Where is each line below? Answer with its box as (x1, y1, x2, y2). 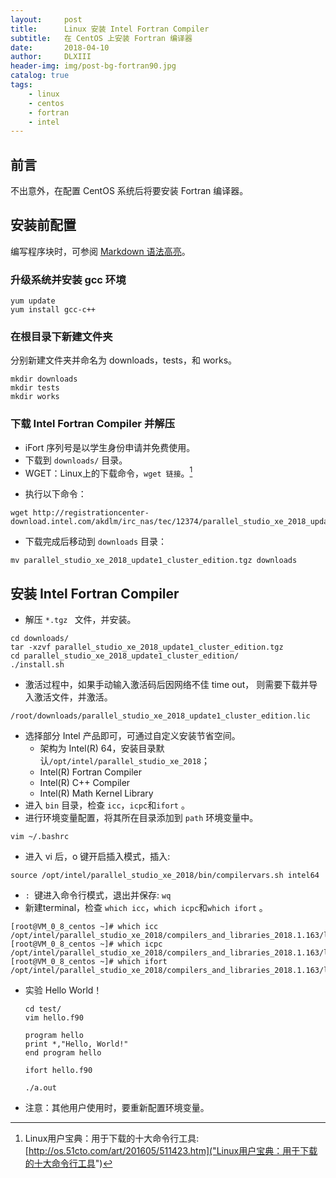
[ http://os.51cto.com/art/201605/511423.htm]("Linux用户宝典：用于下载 (24, 1145, 318, 1157)
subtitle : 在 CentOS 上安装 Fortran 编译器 (10, 33, 193, 43)
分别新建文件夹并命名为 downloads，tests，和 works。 (10, 354, 238, 366)
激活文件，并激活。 (33, 691, 113, 703)
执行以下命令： (24, 488, 87, 500)
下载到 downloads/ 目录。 (24, 454, 128, 466)
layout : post (10, 14, 83, 25)
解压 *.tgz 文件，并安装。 (24, 614, 137, 626)
